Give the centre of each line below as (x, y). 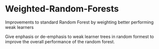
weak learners (20, 27)
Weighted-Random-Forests (62, 9)
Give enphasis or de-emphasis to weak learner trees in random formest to (79, 37)
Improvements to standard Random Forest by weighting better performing (79, 22)
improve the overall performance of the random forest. (60, 41)
